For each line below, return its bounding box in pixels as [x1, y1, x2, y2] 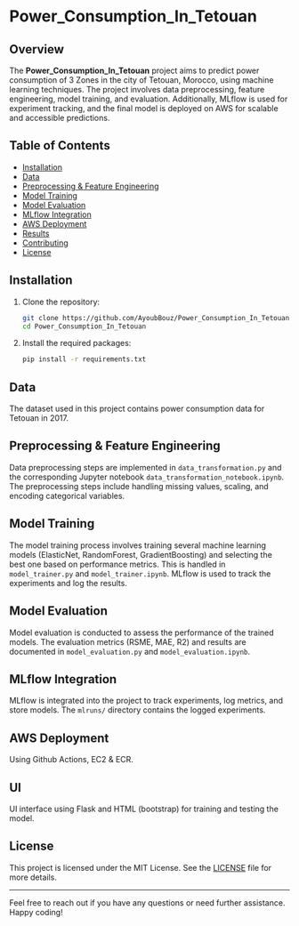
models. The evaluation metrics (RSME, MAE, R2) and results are [9, 636, 246, 647]
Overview [9, 42, 65, 57]
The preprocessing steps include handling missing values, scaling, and [9, 480, 269, 491]
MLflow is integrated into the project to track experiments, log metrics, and [9, 696, 283, 706]
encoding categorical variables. [9, 490, 125, 501]
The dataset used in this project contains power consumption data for [9, 403, 265, 415]
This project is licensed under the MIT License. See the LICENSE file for [9, 862, 272, 873]
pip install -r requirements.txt [21, 355, 147, 364]
